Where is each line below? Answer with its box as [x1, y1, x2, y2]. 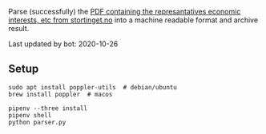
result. [8, 24, 30, 33]
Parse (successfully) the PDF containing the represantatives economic [8, 7, 241, 16]
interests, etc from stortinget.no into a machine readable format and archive [8, 15, 259, 25]
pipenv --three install [8, 104, 88, 112]
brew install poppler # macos [8, 90, 113, 98]
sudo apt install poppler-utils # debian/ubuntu [8, 83, 178, 91]
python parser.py [8, 118, 66, 126]
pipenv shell [8, 111, 52, 119]
